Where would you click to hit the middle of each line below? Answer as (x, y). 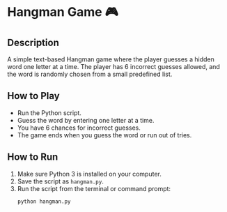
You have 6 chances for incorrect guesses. (79, 128)
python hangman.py (44, 202)
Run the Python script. (49, 113)
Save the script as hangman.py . (61, 181)
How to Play (34, 96)
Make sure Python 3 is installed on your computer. (89, 174)
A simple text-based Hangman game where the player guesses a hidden (111, 59)
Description (33, 42)
